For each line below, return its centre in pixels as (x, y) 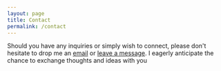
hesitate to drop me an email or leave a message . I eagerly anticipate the (110, 53)
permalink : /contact (37, 26)
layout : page (26, 13)
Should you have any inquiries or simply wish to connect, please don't (107, 46)
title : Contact (29, 20)
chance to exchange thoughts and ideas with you (77, 61)
